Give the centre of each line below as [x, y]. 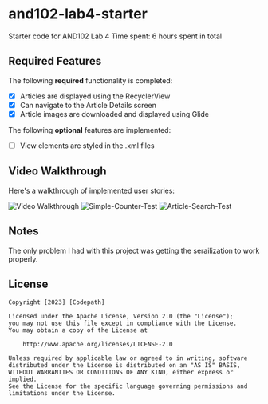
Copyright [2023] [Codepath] [57, 302]
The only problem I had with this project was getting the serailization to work [134, 250]
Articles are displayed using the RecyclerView [95, 96]
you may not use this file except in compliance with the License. [123, 324]
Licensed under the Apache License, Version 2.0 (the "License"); [121, 317]
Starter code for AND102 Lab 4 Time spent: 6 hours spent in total [115, 36]
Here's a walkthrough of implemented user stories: [92, 190]
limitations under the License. [62, 394]
